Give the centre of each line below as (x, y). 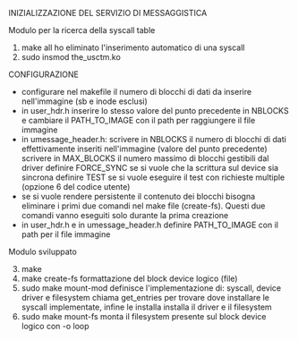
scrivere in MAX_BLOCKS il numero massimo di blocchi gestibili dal (145, 158)
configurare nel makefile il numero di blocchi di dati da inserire (136, 92)
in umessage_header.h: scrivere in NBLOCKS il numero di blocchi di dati (154, 139)
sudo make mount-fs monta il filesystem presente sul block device (144, 316)
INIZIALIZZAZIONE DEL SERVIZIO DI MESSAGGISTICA (108, 13)
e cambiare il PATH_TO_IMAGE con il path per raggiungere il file (138, 120)
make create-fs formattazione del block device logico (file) (129, 278)
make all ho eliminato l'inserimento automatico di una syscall (133, 47)
